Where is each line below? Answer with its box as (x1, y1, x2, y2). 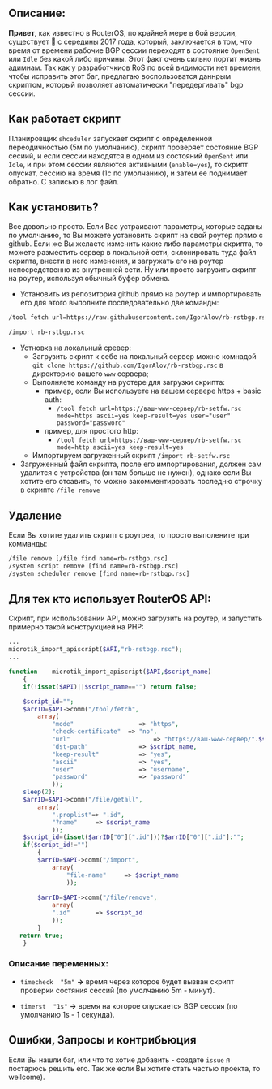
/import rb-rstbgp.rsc (8, 328, 85, 336)
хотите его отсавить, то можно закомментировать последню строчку (19, 477, 263, 486)
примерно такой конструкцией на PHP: (8, 622, 144, 632)
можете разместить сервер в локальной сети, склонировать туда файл (8, 248, 257, 257)
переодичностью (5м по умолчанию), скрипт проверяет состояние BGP (8, 142, 259, 152)
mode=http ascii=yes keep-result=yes (56, 443, 184, 452)
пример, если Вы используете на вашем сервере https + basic (44, 386, 261, 396)
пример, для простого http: (44, 426, 139, 436)
